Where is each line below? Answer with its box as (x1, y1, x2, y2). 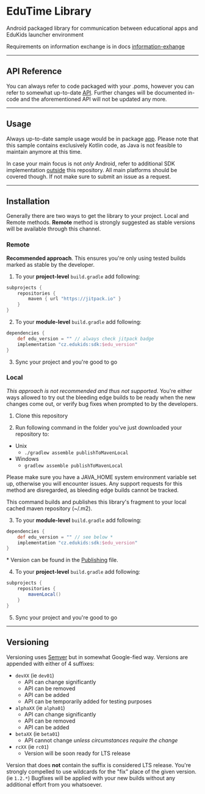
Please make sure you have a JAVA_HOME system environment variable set (6, 473, 197, 480)
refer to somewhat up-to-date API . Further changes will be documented (6, 88, 187, 96)
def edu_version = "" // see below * (17, 534, 113, 540)
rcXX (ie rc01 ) (15, 743, 49, 750)
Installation (6, 196, 50, 206)
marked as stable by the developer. (6, 261, 95, 268)
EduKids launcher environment (6, 31, 84, 38)
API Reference (6, 66, 62, 77)
